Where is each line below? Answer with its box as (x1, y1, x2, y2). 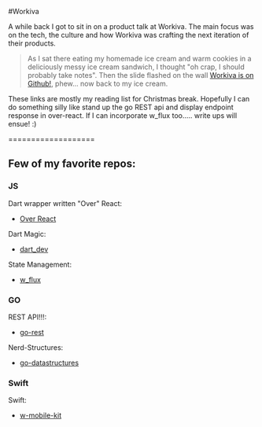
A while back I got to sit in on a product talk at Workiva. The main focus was (8, 22, 254, 31)
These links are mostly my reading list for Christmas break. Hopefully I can (8, 94, 250, 103)
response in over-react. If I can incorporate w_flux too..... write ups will (8, 111, 238, 120)
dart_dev (19, 244, 49, 254)
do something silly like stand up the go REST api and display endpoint (8, 102, 234, 112)
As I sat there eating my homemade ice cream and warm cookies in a (27, 54, 252, 63)
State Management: (8, 260, 72, 269)
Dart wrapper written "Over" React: (8, 198, 123, 208)
